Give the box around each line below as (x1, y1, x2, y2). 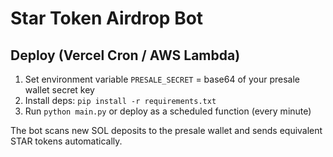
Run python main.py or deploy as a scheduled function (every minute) (24, 105, 312, 117)
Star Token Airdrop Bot (10, 7, 204, 30)
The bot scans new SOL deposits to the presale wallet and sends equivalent (10, 125, 323, 136)
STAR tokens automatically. (10, 135, 123, 147)
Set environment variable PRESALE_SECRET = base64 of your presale (24, 73, 300, 85)
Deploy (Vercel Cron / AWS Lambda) (10, 47, 241, 64)
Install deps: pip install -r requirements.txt (24, 95, 217, 106)
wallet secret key (24, 84, 95, 96)
